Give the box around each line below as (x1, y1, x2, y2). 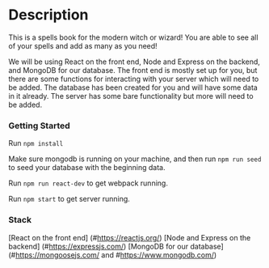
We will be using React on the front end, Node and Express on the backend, (8, 57, 261, 66)
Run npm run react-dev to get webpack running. (8, 178, 168, 188)
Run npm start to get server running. (8, 194, 131, 204)
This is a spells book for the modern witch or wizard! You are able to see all (8, 32, 258, 42)
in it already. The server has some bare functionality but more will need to (8, 91, 254, 100)
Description (8, 6, 89, 24)
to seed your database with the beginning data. (8, 163, 166, 172)
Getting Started (8, 120, 70, 131)
